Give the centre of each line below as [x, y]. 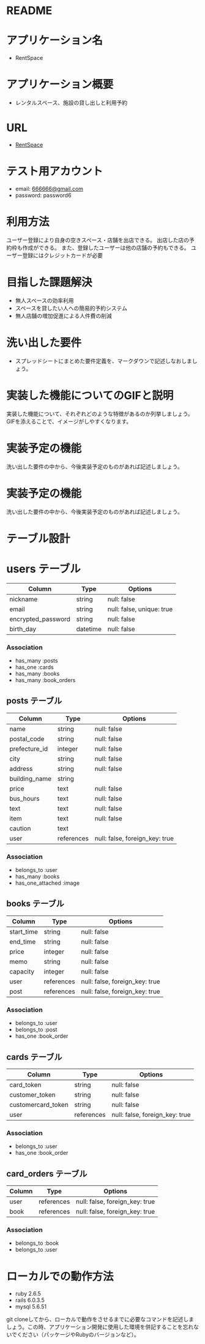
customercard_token [39, 1105]
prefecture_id [29, 749]
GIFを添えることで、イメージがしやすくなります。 [69, 421]
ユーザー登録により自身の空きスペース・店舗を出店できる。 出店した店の [98, 240]
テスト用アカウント [55, 171]
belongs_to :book [37, 1243]
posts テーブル [34, 701]
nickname [24, 599]
